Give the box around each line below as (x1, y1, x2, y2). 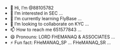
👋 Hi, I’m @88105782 (10, 5, 54, 11)
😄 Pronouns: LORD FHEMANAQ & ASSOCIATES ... (10, 34, 115, 40)
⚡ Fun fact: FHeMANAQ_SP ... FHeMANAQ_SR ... (10, 39, 111, 45)
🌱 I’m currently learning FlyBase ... (10, 16, 82, 21)
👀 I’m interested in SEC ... (10, 10, 63, 16)
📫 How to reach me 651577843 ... (10, 27, 82, 32)
